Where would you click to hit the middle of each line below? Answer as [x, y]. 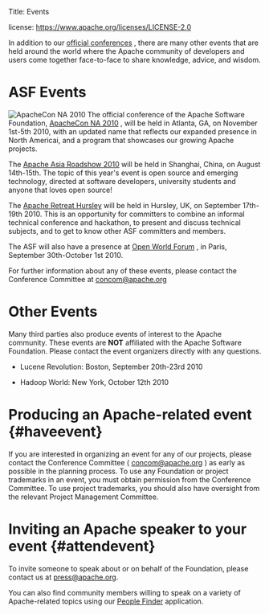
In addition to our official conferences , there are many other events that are [134, 43]
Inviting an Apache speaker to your [128, 529]
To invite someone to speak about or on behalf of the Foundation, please [128, 568]
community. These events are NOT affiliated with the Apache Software [125, 342]
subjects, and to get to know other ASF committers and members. [117, 231]
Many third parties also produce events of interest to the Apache [115, 334]
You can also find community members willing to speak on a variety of [124, 592]
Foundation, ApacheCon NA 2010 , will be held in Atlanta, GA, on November [133, 123]
